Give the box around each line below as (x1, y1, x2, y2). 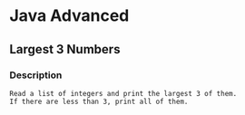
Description (9, 69, 63, 81)
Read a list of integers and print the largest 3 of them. (9, 89, 238, 98)
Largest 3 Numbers (9, 42, 121, 57)
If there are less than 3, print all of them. (9, 97, 189, 106)
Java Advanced (9, 5, 130, 26)
